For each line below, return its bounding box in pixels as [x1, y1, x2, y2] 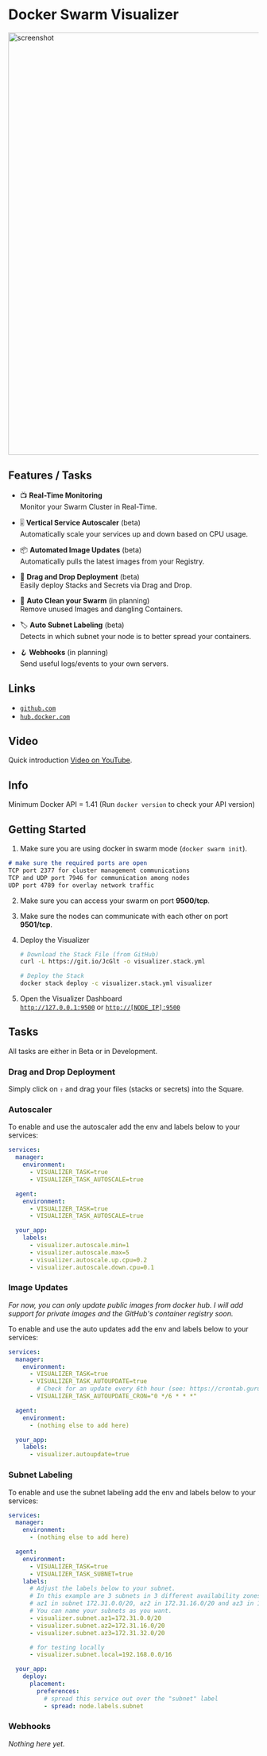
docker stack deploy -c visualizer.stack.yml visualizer [19, 979, 213, 987]
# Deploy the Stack [19, 972, 85, 980]
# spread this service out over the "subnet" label [43, 1695, 219, 1703]
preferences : [37, 1687, 80, 1695]
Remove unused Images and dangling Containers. [19, 604, 184, 614]
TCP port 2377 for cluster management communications [8, 866, 191, 874]
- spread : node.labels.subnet [43, 1702, 145, 1710]
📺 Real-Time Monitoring [19, 490, 103, 500]
